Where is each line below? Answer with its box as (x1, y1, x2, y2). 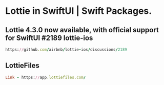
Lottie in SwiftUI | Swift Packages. (5, 5, 152, 17)
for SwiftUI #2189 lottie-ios (5, 33, 93, 42)
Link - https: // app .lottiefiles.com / (5, 75, 86, 80)
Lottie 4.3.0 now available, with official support (5, 26, 159, 34)
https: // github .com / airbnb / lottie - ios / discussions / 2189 (5, 47, 127, 52)
